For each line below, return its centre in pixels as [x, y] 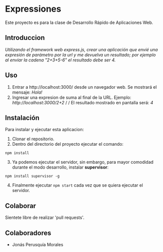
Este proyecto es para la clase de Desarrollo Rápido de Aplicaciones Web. [79, 22]
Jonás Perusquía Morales [37, 244]
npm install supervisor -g [32, 176]
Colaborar [21, 206]
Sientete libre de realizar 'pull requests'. [45, 217]
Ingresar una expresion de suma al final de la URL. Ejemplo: [72, 97]
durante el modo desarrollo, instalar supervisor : [60, 167]
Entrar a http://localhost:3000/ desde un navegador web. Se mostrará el [84, 87]
